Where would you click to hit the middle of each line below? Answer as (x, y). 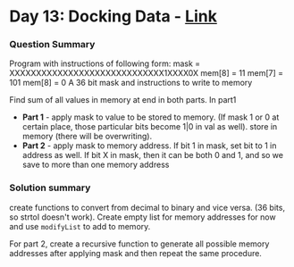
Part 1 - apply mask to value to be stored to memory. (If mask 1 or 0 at (151, 117)
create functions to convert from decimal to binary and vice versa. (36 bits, (147, 207)
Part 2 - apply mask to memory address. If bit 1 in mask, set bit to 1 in (149, 146)
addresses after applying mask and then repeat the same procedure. (135, 253)
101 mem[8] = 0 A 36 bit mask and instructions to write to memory (131, 83)
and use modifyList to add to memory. (80, 226)
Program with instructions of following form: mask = (105, 63)
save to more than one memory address (96, 165)
